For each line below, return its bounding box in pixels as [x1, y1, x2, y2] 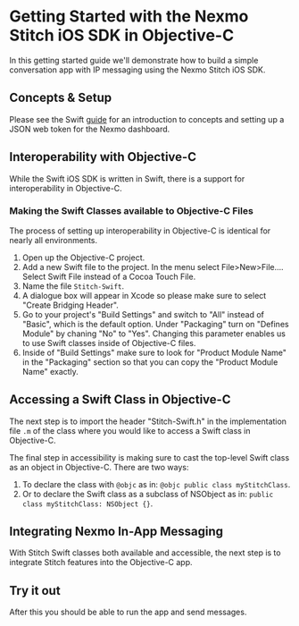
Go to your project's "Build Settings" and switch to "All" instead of [21, 309, 265, 319]
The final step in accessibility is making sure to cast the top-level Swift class [9, 452, 290, 462]
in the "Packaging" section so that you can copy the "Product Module [21, 356, 278, 368]
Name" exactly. [21, 366, 79, 376]
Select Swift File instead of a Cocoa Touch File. [21, 271, 196, 282]
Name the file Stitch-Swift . [21, 280, 125, 292]
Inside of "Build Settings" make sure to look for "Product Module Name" [21, 347, 287, 358]
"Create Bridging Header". [21, 300, 119, 310]
